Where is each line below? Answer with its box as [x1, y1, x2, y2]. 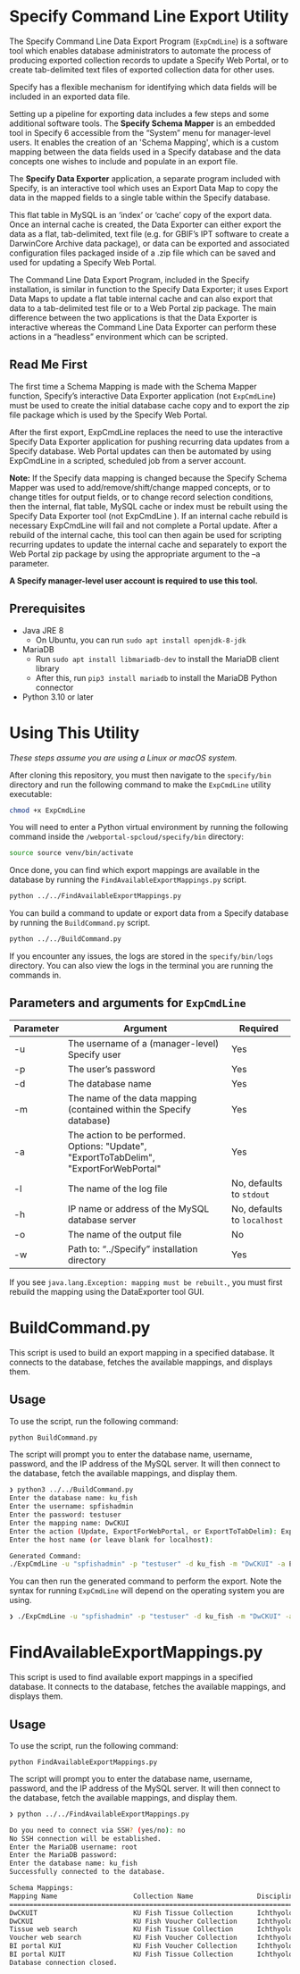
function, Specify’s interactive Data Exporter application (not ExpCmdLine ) [9, 391, 277, 401]
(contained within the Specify [67, 1103, 192, 1115]
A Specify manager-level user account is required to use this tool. [9, 575, 258, 586]
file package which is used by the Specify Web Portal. [9, 409, 208, 420]
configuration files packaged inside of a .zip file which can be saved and [9, 248, 277, 258]
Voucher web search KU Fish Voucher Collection [9, 1933, 238, 1943]
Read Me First [9, 357, 87, 373]
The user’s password [67, 1063, 156, 1075]
